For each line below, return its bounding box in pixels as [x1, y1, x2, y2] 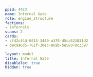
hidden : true [5, 65, 32, 70]
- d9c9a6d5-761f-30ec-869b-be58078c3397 [5, 43, 89, 48]
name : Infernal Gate [5, 12, 47, 16]
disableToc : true [5, 61, 40, 65]
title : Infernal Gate [5, 56, 49, 61]
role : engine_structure [5, 16, 54, 21]
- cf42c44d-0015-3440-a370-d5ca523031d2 [5, 38, 89, 43]
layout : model [5, 51, 34, 56]
